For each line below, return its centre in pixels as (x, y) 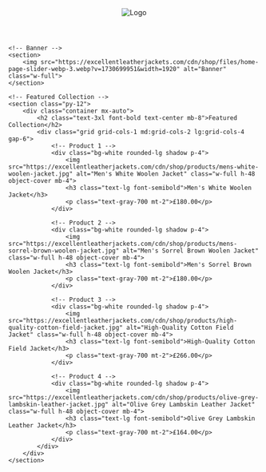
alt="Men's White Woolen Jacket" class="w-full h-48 (166, 174)
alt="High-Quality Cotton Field (180, 327)
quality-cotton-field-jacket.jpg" (66, 327)
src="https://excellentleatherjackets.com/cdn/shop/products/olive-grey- (134, 398)
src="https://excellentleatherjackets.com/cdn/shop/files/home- (150, 62)
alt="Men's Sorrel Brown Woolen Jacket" (191, 251)
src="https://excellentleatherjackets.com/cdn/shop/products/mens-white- (134, 167)
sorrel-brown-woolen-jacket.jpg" (64, 251)
